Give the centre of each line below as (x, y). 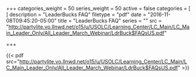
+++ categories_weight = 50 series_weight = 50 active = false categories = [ (98, 8)
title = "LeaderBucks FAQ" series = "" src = (110, 21)
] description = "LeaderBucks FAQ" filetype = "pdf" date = (76, 14)
